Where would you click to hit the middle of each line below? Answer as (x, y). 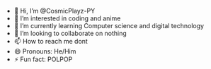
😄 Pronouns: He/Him (45, 51)
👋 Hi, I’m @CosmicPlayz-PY (55, 11)
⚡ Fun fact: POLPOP (43, 59)
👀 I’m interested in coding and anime (67, 18)
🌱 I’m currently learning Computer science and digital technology (109, 26)
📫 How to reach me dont (51, 41)
